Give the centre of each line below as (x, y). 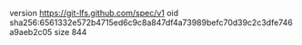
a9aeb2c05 (31, 32)
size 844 (70, 32)
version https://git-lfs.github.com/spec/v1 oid (94, 13)
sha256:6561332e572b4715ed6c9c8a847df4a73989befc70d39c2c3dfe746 (151, 22)
